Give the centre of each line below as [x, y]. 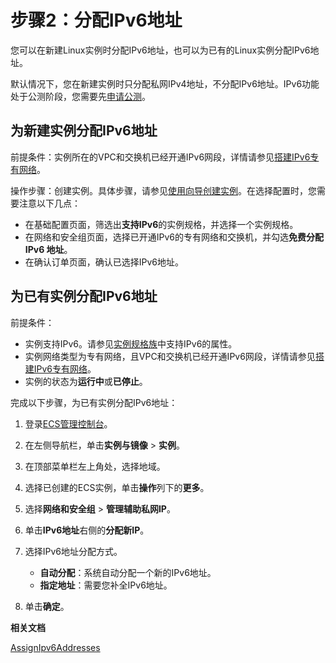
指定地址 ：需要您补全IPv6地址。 [106, 585]
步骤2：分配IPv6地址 [96, 20]
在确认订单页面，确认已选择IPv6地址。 [104, 262]
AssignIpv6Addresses [55, 647]
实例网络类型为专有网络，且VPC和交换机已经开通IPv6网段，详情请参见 [170, 356]
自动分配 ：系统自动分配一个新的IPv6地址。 [128, 572]
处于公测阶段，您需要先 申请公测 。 [80, 96]
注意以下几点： [49, 203]
